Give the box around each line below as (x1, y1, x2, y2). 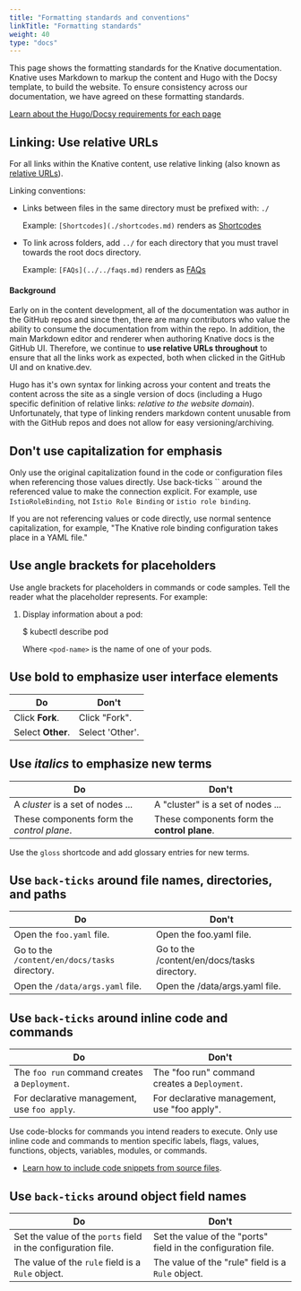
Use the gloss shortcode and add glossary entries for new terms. (9, 846, 250, 857)
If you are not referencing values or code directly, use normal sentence (9, 513, 271, 524)
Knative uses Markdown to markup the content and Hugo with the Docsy (9, 73, 278, 83)
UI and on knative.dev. (9, 362, 92, 373)
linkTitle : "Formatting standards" (9, 22, 142, 30)
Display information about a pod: (21, 609, 143, 620)
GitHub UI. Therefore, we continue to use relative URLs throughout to (9, 342, 268, 354)
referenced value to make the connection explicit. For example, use (9, 486, 258, 498)
